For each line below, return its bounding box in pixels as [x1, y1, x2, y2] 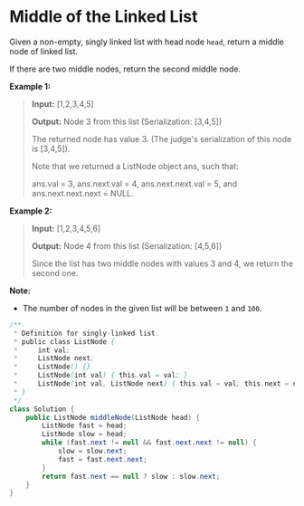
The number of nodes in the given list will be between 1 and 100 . [22, 302, 262, 313]
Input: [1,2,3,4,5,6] [31, 223, 101, 234]
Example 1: [9, 81, 52, 91]
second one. [31, 267, 79, 278]
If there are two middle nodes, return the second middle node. [9, 63, 242, 74]
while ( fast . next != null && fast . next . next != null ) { [42, 438, 257, 447]
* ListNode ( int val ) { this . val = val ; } [13, 371, 188, 380]
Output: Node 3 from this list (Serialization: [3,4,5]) [31, 116, 223, 127]
